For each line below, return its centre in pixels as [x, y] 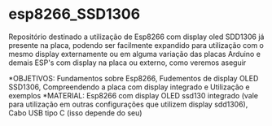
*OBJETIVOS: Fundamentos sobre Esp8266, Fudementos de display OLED [134, 78]
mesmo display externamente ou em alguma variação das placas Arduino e [134, 54]
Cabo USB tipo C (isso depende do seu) [75, 113]
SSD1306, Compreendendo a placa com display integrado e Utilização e [129, 87]
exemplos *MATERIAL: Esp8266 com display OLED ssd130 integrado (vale [134, 95]
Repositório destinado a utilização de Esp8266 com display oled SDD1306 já [136, 37]
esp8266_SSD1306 [75, 14]
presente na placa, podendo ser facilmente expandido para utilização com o [136, 45]
